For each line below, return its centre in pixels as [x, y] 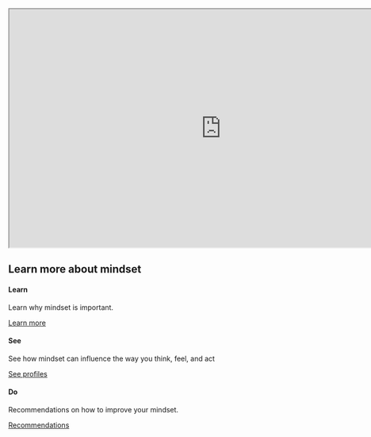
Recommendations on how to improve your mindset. [94, 410]
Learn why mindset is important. [61, 307]
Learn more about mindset [75, 269]
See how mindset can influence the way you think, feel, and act [112, 358]
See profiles [28, 373]
